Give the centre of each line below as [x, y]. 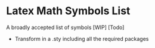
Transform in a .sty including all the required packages [82, 39]
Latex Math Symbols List [68, 11]
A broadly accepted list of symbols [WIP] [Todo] [65, 27]
